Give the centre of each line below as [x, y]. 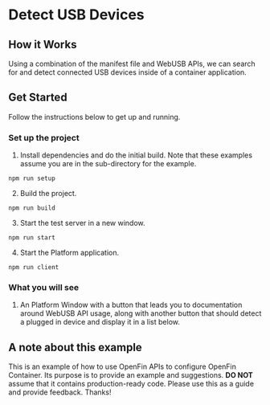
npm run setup [32, 178]
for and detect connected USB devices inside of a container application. [127, 72]
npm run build [32, 208]
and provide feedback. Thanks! [60, 392]
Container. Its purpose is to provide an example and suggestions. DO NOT [131, 375]
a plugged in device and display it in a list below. [100, 322]
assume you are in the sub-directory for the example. [108, 164]
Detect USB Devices [76, 15]
